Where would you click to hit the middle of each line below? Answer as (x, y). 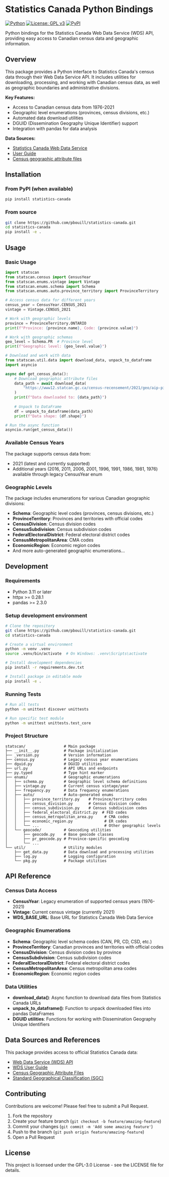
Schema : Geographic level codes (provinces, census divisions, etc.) (83, 513)
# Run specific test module (35, 718)
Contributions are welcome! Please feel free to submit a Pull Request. (77, 1106)
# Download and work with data (38, 356)
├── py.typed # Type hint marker (55, 773)
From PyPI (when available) (39, 189)
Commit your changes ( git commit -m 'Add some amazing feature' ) (83, 1126)
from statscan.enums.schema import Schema (50, 286)
